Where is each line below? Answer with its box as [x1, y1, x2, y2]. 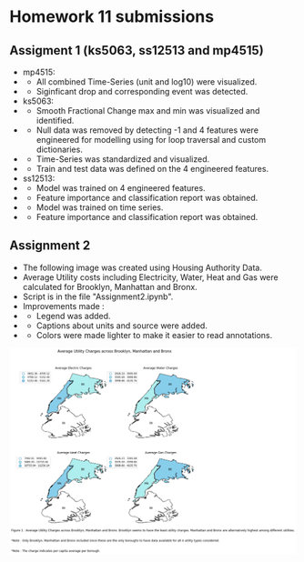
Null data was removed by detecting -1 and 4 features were [35, 125, 259, 135]
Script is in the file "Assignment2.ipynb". [22, 291, 174, 302]
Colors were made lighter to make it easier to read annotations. [35, 329, 273, 340]
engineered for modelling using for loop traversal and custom [35, 135, 267, 145]
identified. [35, 115, 75, 125]
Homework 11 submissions [9, 6, 215, 27]
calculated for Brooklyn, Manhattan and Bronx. [22, 281, 198, 292]
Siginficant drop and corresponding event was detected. [35, 86, 248, 96]
